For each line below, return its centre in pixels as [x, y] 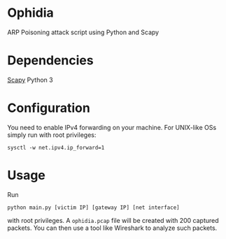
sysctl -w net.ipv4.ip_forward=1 [56, 147]
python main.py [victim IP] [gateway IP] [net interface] [93, 208]
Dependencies [50, 60]
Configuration [49, 108]
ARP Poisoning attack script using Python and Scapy [83, 32]
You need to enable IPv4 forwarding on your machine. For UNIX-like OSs [112, 127]
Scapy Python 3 [30, 80]
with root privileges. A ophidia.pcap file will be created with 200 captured [113, 220]
